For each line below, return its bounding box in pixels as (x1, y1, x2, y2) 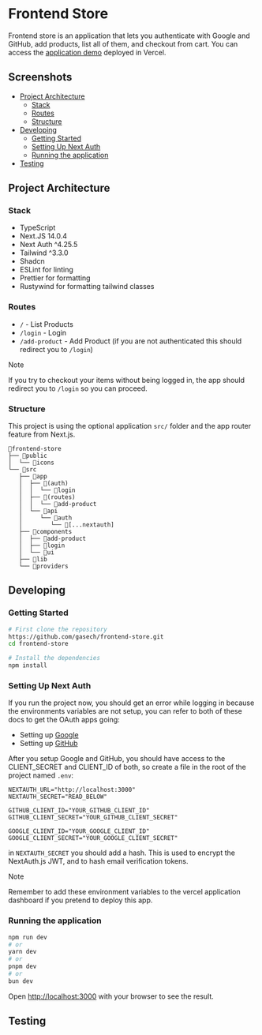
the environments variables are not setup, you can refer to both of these (8, 707, 242, 716)
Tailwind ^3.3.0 (19, 248, 69, 257)
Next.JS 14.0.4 (19, 231, 68, 241)
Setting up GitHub (19, 739, 78, 748)
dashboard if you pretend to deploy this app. (8, 895, 153, 905)
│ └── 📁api (18, 507, 58, 516)
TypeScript (19, 223, 56, 233)
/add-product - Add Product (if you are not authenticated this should (19, 336, 242, 346)
